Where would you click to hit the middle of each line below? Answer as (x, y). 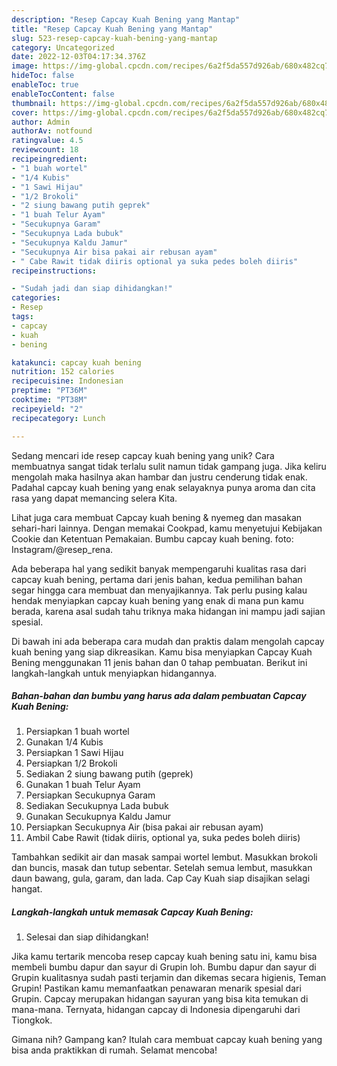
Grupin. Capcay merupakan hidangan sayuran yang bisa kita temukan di (160, 999)
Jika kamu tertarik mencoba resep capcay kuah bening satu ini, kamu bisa (164, 957)
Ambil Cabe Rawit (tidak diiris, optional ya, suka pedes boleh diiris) (163, 838)
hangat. (27, 889)
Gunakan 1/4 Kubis (64, 742)
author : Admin (41, 122)
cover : (25, 112)
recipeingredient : (49, 159)
